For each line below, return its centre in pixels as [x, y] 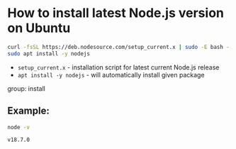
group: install [27, 88]
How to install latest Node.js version [116, 13]
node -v [19, 127]
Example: [28, 111]
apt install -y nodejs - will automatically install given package [111, 74]
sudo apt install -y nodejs [49, 54]
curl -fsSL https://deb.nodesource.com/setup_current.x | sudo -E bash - [119, 47]
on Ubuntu [39, 28]
